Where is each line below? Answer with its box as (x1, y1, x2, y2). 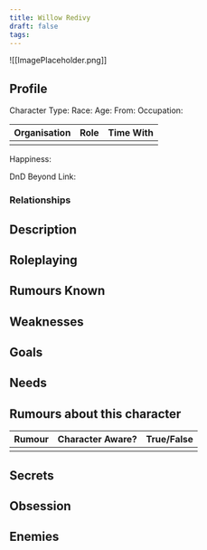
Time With (108, 127, 154, 139)
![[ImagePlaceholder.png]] (9, 55, 108, 66)
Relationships (9, 194, 71, 206)
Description (9, 222, 77, 237)
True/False (146, 433, 194, 446)
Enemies (9, 529, 60, 545)
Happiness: (9, 154, 52, 165)
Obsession (9, 498, 71, 514)
